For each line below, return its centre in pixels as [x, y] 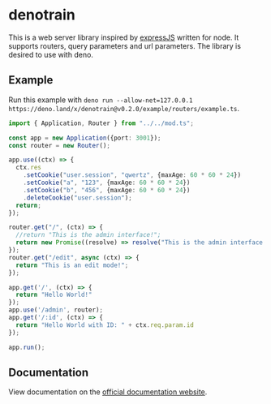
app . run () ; [27, 347]
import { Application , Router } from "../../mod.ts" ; [101, 123]
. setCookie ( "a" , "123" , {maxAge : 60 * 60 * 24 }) [107, 183]
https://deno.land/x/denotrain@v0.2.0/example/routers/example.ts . [124, 108]
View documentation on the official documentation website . [108, 392]
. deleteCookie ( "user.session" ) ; [77, 198]
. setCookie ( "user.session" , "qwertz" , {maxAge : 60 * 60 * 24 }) [132, 175]
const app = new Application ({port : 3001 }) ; [85, 138]
